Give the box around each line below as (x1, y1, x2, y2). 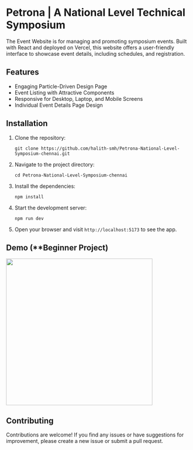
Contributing (6, 415, 54, 425)
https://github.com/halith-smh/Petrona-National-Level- (40, 146, 180, 151)
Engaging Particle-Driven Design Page (14, 83, 108, 90)
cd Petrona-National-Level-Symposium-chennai (14, 172, 127, 178)
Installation (6, 119, 48, 128)
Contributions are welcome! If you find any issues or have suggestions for (6, 431, 184, 438)
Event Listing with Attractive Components (14, 89, 115, 96)
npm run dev (14, 215, 44, 221)
